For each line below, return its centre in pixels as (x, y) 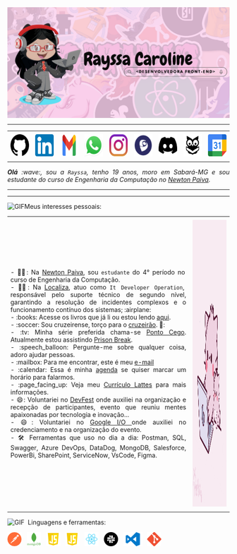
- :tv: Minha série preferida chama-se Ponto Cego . (98, 332)
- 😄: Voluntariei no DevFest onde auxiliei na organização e (98, 400)
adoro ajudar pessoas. (43, 355)
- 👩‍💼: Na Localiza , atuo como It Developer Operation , (97, 287)
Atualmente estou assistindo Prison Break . (71, 340)
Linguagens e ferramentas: (67, 522)
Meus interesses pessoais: (63, 206)
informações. (30, 392)
